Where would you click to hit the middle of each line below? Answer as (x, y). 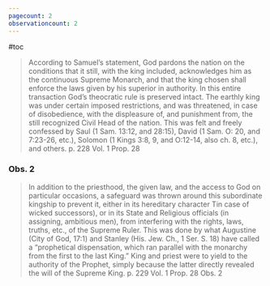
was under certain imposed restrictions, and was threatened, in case (143, 105)
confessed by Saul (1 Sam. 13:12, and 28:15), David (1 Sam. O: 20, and (144, 131)
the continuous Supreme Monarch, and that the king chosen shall (137, 79)
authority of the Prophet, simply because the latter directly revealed (141, 264)
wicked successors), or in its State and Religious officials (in (129, 212)
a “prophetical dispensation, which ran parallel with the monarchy (138, 247)
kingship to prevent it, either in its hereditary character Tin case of (139, 204)
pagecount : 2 (30, 16)
